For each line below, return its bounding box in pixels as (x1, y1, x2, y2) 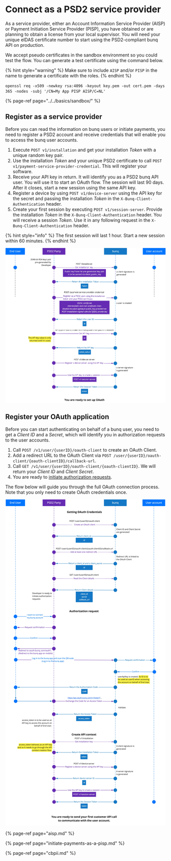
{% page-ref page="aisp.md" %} (5, 830, 75, 836)
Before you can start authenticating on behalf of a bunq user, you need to (5, 426, 159, 432)
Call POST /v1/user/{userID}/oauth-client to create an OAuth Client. (12, 447, 157, 453)
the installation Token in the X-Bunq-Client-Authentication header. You (12, 211, 162, 217)
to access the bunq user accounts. (5, 136, 78, 143)
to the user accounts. (5, 437, 50, 443)
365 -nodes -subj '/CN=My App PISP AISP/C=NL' (5, 89, 106, 94)
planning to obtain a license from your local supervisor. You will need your (5, 31, 160, 37)
